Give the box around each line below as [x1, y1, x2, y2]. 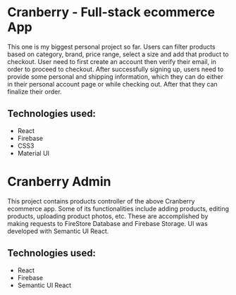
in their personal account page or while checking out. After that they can [7, 80, 218, 88]
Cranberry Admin [7, 173, 111, 189]
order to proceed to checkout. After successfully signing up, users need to [7, 65, 224, 73]
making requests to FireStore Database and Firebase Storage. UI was [7, 219, 208, 227]
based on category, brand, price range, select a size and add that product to [7, 50, 229, 58]
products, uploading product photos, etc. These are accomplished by [7, 212, 209, 220]
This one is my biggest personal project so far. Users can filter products [7, 42, 216, 51]
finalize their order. [7, 87, 62, 96]
